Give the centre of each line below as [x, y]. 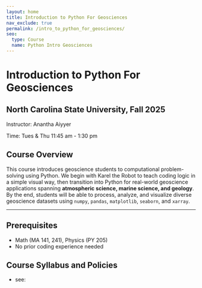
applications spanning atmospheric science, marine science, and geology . [100, 188]
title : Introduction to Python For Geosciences [67, 17]
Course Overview [40, 154]
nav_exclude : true [29, 23]
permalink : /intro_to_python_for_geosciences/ [66, 28]
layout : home [23, 12]
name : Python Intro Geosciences [52, 46]
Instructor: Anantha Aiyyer [39, 124]
